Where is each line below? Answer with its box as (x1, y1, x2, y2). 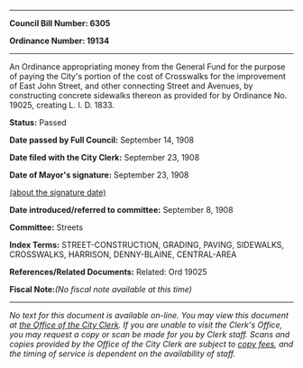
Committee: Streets (9, 222, 84, 233)
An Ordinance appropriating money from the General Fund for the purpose (9, 61, 286, 72)
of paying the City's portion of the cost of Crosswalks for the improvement (9, 71, 286, 81)
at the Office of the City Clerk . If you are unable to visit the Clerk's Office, (9, 319, 283, 330)
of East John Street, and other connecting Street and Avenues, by (9, 80, 253, 91)
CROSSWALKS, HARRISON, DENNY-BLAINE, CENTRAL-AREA (9, 249, 237, 260)
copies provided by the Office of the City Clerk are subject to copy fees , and (9, 339, 294, 349)
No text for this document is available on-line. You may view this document (9, 310, 289, 320)
